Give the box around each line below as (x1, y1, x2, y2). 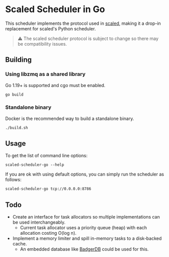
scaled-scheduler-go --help (5, 162, 65, 167)
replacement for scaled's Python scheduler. (5, 25, 96, 31)
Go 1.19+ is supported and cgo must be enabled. (5, 82, 106, 88)
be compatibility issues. (17, 40, 67, 47)
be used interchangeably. (12, 219, 66, 226)
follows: (5, 177, 22, 183)
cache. (12, 241, 27, 247)
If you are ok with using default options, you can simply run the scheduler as (5, 171, 164, 178)
